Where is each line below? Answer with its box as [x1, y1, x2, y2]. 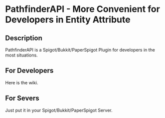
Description [5, 34, 42, 42]
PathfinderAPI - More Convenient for [5, 3, 161, 15]
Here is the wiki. [5, 79, 38, 85]
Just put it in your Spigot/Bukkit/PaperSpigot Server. [5, 107, 113, 113]
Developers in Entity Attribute [5, 14, 131, 25]
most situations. [5, 52, 38, 58]
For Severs [5, 94, 40, 103]
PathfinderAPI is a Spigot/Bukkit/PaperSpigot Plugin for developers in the [5, 47, 156, 53]
